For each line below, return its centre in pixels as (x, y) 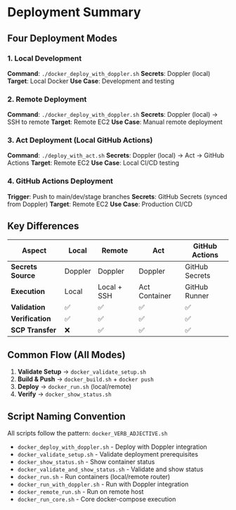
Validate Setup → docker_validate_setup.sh (81, 372)
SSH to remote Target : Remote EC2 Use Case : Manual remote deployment (115, 122)
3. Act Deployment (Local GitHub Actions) (80, 140)
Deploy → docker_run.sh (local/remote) (74, 387)
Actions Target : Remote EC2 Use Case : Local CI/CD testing (93, 163)
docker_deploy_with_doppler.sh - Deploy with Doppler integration (112, 447)
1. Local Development (45, 58)
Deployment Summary (74, 12)
